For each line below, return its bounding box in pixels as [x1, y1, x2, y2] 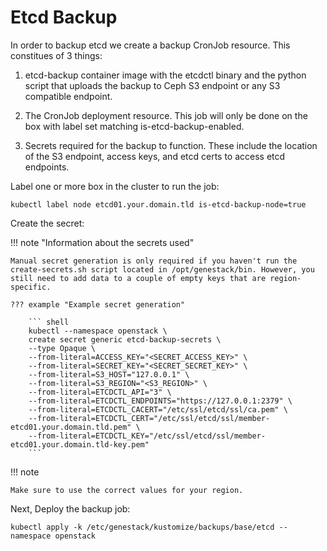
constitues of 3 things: [10, 49, 103, 61]
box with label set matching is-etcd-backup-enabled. [24, 120, 245, 132]
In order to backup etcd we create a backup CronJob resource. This [10, 39, 291, 51]
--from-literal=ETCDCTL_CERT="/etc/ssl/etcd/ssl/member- [28, 413, 271, 423]
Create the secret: [10, 217, 85, 229]
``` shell [28, 317, 70, 327]
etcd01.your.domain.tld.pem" [10, 422, 132, 432]
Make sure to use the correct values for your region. [10, 485, 244, 495]
